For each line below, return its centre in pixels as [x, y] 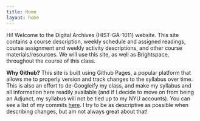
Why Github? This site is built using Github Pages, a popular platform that [99, 72]
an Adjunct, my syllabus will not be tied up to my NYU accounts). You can [98, 99]
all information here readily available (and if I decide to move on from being [100, 92]
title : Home [21, 12]
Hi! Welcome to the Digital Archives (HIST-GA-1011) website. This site [93, 35]
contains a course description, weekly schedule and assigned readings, [96, 41]
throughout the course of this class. [51, 61]
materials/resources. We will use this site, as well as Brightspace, [88, 54]
